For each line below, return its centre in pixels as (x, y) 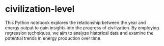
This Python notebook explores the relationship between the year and (76, 23)
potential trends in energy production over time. (53, 38)
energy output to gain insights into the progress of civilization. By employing (82, 27)
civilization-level (40, 9)
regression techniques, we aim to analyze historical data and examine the (79, 33)
